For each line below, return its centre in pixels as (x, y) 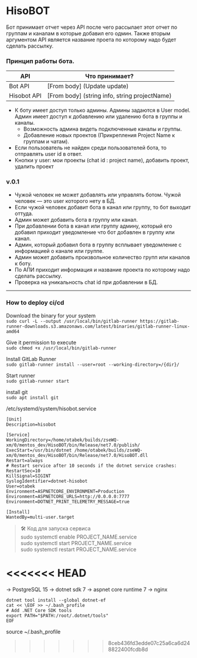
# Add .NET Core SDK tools (39, 610)
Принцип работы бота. (40, 61)
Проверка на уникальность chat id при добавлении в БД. (86, 282)
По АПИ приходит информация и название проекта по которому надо (102, 269)
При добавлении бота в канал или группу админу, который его (93, 226)
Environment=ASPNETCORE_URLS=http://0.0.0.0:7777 (68, 496)
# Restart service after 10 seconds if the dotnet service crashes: (91, 466)
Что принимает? (109, 76)
